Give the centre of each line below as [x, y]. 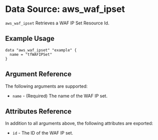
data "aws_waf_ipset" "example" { [41, 50]
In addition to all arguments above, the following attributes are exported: [79, 124]
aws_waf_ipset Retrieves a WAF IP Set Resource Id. [57, 23]
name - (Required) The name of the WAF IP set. [60, 96]
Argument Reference [38, 74]
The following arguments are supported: [47, 86]
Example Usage [30, 39]
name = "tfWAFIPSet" [31, 54]
